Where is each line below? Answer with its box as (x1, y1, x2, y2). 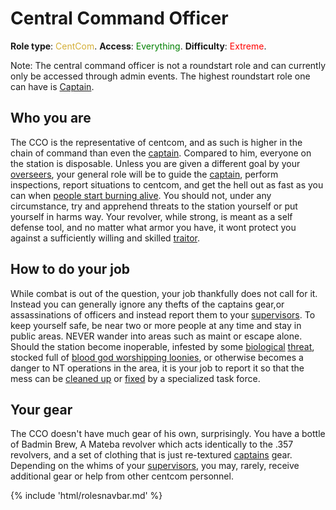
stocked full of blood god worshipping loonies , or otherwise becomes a (10, 351, 304, 363)
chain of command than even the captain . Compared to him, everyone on (10, 147, 312, 159)
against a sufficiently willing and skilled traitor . (10, 232, 200, 244)
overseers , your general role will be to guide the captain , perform (10, 168, 279, 180)
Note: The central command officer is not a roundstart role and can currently (10, 59, 327, 71)
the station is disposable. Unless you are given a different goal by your (10, 157, 301, 169)
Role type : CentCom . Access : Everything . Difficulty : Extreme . (10, 40, 267, 52)
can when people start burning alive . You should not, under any (10, 189, 272, 201)
